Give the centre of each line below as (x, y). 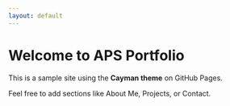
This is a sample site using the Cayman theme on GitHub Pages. (116, 78)
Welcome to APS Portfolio (96, 55)
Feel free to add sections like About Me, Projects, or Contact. (110, 93)
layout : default (36, 16)
